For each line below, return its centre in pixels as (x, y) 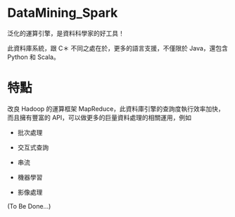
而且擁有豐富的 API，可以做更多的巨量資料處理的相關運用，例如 (100, 117)
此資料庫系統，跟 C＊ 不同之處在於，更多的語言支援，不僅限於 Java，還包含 (118, 48)
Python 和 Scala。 (33, 57)
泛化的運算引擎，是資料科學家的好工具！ (66, 33)
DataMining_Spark (63, 13)
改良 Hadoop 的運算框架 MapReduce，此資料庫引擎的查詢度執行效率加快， (116, 108)
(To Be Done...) (29, 206)
